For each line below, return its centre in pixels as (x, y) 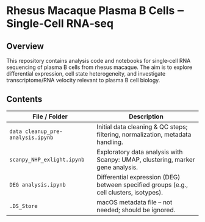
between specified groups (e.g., (142, 185)
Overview (25, 46)
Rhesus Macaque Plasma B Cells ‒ (95, 11)
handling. (110, 142)
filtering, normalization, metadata (144, 134)
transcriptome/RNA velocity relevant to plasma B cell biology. (83, 80)
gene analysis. (117, 167)
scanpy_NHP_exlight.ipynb (47, 159)
